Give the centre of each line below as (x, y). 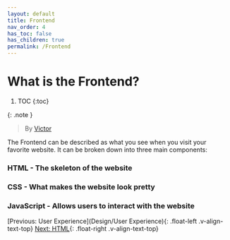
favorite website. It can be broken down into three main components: (108, 150)
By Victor (38, 128)
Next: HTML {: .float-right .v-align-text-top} (97, 229)
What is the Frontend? (73, 82)
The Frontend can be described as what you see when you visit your (107, 142)
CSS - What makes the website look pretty (81, 186)
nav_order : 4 (26, 27)
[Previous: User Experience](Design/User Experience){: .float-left (102, 221)
